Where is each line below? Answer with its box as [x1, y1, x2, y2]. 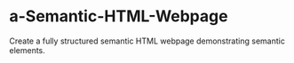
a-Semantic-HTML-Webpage [9, 6, 228, 27]
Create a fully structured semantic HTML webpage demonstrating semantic [9, 35, 286, 46]
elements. [9, 44, 46, 55]
